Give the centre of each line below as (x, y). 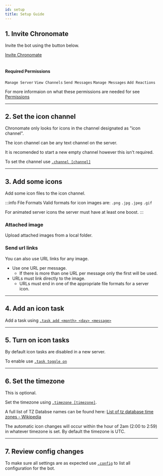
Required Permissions (28, 71)
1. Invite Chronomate (37, 34)
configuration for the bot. (30, 468)
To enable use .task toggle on (36, 361)
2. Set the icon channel (41, 117)
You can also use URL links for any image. (47, 258)
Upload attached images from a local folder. (49, 235)
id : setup (15, 9)
